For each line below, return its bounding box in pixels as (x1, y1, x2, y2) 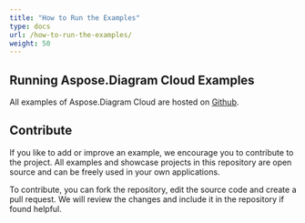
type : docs (9, 22, 51, 31)
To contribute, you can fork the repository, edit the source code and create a (9, 184, 297, 195)
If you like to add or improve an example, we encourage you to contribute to (9, 147, 294, 157)
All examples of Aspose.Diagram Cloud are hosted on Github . (9, 96, 239, 107)
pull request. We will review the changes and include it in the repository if (9, 193, 285, 205)
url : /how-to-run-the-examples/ (9, 30, 132, 39)
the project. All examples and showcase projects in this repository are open (9, 157, 292, 167)
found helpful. (9, 203, 62, 214)
